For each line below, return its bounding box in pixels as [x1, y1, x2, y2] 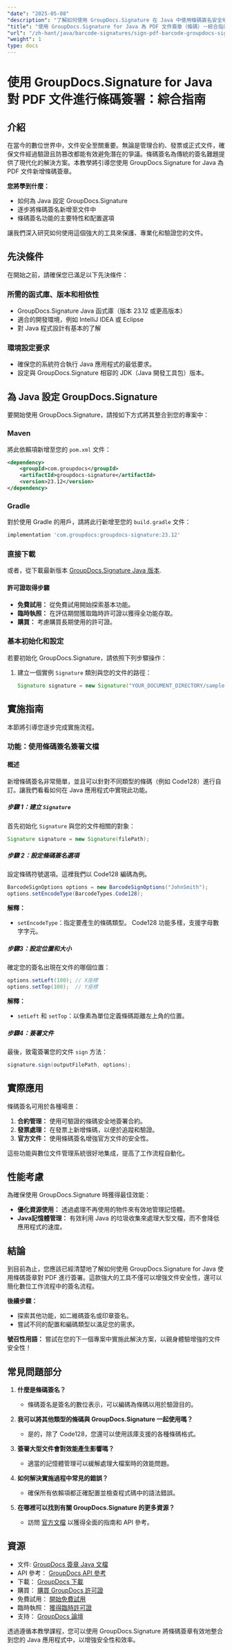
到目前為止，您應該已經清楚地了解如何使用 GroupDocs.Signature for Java [7, 1265, 216, 1273]
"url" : [7, 29, 26, 37]
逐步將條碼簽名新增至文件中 [17, 205, 97, 214]
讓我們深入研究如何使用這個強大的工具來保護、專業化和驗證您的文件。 [7, 229, 207, 236]
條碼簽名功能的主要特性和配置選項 [17, 214, 115, 222]
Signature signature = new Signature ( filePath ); [7, 835, 150, 842]
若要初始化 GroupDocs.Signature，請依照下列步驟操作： [7, 653, 167, 662]
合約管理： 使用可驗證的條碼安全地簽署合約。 [17, 1117, 146, 1125]
